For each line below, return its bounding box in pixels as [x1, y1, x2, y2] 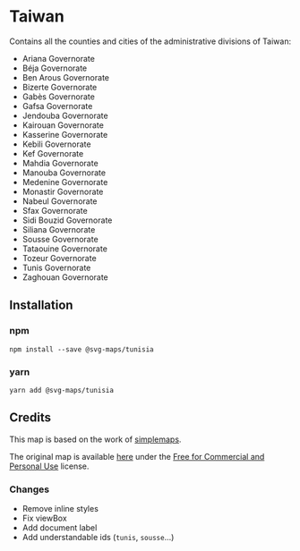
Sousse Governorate [21, 233, 99, 244]
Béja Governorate [21, 63, 88, 73]
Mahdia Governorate [21, 157, 99, 168]
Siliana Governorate [21, 224, 96, 234]
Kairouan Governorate [21, 119, 105, 131]
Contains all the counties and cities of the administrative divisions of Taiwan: [9, 36, 292, 47]
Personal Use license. [9, 461, 90, 471]
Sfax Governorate [21, 205, 88, 216]
